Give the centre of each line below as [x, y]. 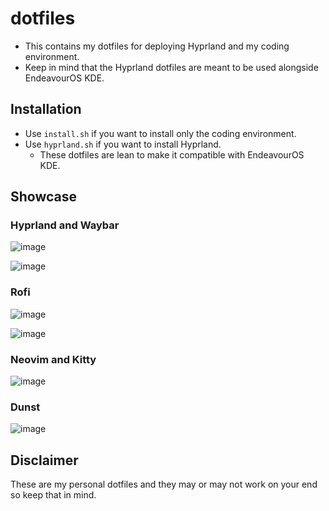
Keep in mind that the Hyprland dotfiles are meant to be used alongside [171, 67]
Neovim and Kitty [53, 359]
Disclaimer [44, 460]
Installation [46, 109]
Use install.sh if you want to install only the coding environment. [160, 133]
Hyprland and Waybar [65, 225]
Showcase [44, 197]
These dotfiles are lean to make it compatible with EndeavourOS [172, 154]
